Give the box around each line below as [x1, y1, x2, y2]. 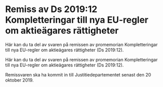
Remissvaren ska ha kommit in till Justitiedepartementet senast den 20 [5, 71, 151, 77]
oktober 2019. [5, 77, 34, 83]
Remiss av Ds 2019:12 [5, 4, 98, 15]
